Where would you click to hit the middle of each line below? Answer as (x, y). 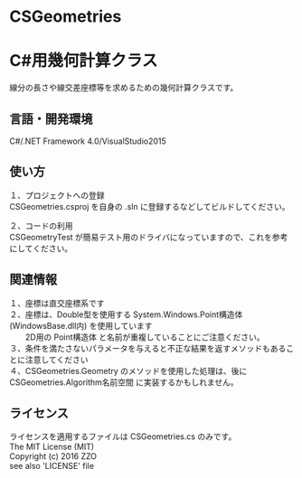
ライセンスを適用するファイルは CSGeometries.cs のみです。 (123, 436)
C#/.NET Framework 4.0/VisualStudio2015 (88, 141)
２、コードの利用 (41, 225)
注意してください (57, 360)
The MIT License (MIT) (52, 447)
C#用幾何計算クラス (84, 61)
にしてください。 (41, 248)
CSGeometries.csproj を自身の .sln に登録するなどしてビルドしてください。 (150, 206)
